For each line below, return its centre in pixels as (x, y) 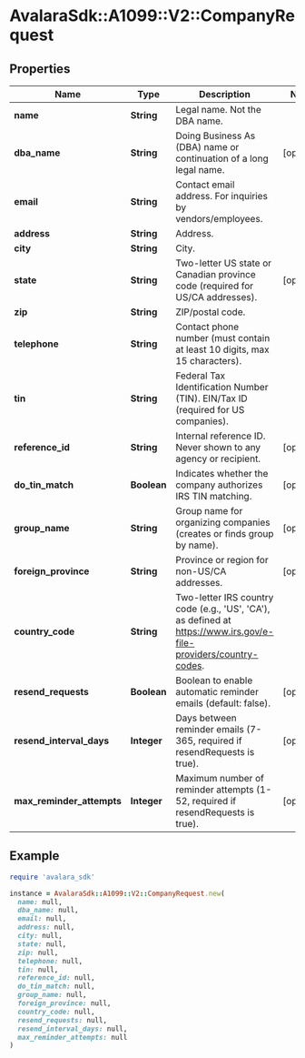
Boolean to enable (214, 680)
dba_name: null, (48, 911)
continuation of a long (222, 158)
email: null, (42, 919)
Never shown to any (218, 447)
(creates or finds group (225, 534)
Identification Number (222, 387)
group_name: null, (53, 995)
